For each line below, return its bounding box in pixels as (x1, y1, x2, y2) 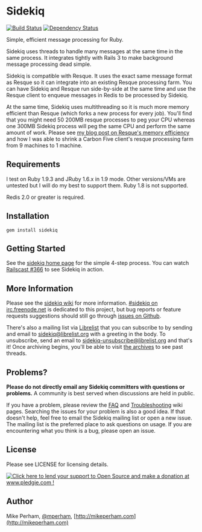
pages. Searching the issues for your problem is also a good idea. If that (6, 408, 186, 415)
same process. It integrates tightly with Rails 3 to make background (6, 54, 174, 61)
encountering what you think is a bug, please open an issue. (6, 427, 156, 434)
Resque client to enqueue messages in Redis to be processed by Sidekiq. (6, 91, 189, 99)
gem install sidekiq (6, 227, 58, 233)
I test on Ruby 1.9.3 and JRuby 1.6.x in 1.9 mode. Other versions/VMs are (6, 175, 186, 183)
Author (6, 496, 33, 507)
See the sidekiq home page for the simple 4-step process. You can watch (6, 259, 189, 267)
